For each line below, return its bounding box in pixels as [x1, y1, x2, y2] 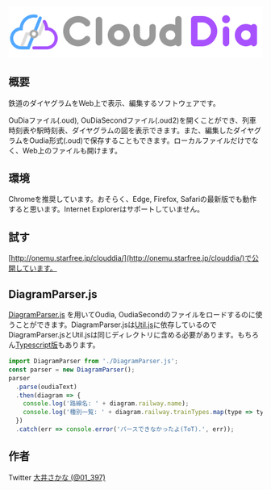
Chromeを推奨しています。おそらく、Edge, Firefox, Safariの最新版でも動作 [8, 195, 257, 204]
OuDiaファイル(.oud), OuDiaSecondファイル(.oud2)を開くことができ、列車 [8, 115, 256, 125]
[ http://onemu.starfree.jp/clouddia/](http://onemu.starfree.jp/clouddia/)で [8, 253, 252, 263]
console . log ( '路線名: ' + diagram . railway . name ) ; [23, 400, 190, 408]
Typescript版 [15, 340, 59, 350]
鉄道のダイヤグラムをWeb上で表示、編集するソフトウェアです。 [8, 98, 220, 107]
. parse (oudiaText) [15, 383, 78, 391]
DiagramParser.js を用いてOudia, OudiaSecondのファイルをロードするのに [8, 310, 256, 320]
